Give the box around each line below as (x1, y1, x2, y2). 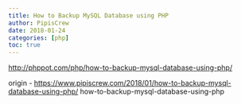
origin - (8, 79, 33, 88)
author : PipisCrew (8, 19, 69, 27)
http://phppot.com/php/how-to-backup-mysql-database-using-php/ (8, 63, 233, 72)
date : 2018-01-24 (8, 26, 66, 34)
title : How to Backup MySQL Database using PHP (8, 11, 169, 20)
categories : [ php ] (8, 33, 69, 42)
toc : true (8, 41, 41, 49)
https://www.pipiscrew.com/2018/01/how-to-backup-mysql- (33, 79, 232, 88)
